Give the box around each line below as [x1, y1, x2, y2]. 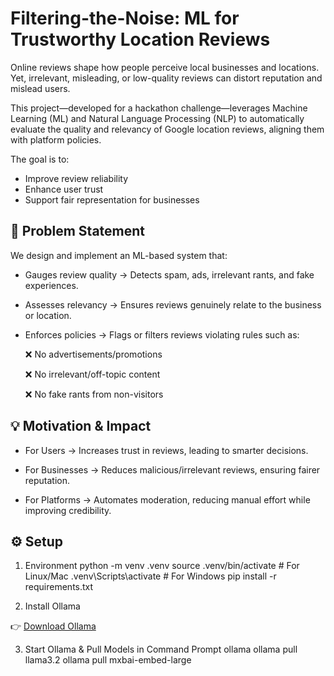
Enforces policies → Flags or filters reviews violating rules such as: [24, 328, 300, 341]
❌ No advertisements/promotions [24, 348, 163, 360]
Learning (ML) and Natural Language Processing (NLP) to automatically [10, 112, 305, 124]
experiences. [24, 279, 79, 291]
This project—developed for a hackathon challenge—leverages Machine [10, 102, 308, 114]
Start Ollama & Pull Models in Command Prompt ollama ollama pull [24, 643, 298, 656]
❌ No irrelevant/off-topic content [24, 368, 161, 380]
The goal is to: [10, 153, 70, 165]
